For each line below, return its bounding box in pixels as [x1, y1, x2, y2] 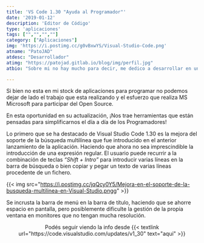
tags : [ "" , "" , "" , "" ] [6, 32, 59, 38]
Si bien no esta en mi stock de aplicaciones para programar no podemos [6, 87, 188, 95]
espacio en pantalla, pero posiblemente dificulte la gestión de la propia [6, 205, 183, 213]
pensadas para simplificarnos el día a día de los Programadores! [6, 118, 167, 126]
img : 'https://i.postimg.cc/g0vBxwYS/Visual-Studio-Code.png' [6, 43, 167, 49]
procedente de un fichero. [6, 169, 72, 176]
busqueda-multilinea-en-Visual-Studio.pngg [6, 187, 117, 194]
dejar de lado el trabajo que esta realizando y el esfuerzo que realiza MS [6, 94, 188, 101]
